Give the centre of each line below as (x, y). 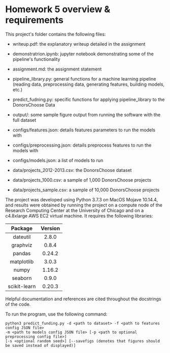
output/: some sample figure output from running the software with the (87, 115)
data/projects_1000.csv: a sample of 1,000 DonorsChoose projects (82, 180)
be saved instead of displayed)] (41, 345)
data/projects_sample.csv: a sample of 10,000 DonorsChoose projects (86, 190)
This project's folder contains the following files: (56, 34)
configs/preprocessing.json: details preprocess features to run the (82, 145)
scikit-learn (22, 286)
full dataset (24, 120)
